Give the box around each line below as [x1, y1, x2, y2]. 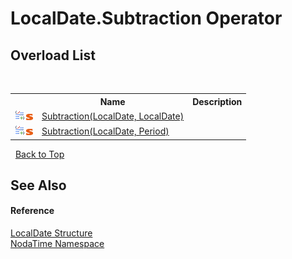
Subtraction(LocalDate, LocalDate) [41, 110, 185, 122]
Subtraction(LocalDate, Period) [41, 125, 170, 137]
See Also [10, 177, 67, 194]
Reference [10, 205, 55, 217]
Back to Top [14, 148, 65, 160]
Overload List [10, 47, 96, 64]
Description [192, 95, 243, 107]
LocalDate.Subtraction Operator [10, 7, 283, 30]
